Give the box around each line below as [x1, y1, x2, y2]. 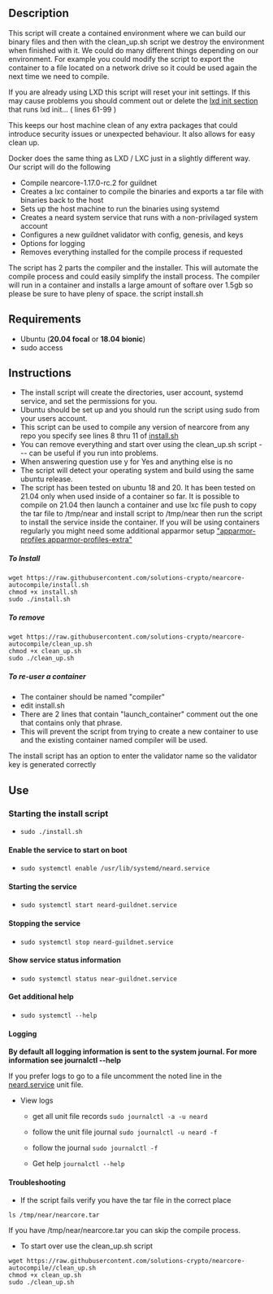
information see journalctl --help [8, 1055, 122, 1065]
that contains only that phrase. [19, 718, 123, 728]
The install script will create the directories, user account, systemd [19, 388, 244, 397]
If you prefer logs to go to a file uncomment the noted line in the [8, 1071, 222, 1081]
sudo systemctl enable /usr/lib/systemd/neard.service [19, 865, 210, 873]
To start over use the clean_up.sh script [19, 1241, 153, 1251]
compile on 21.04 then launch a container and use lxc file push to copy [19, 500, 258, 510]
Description [8, 7, 69, 20]
